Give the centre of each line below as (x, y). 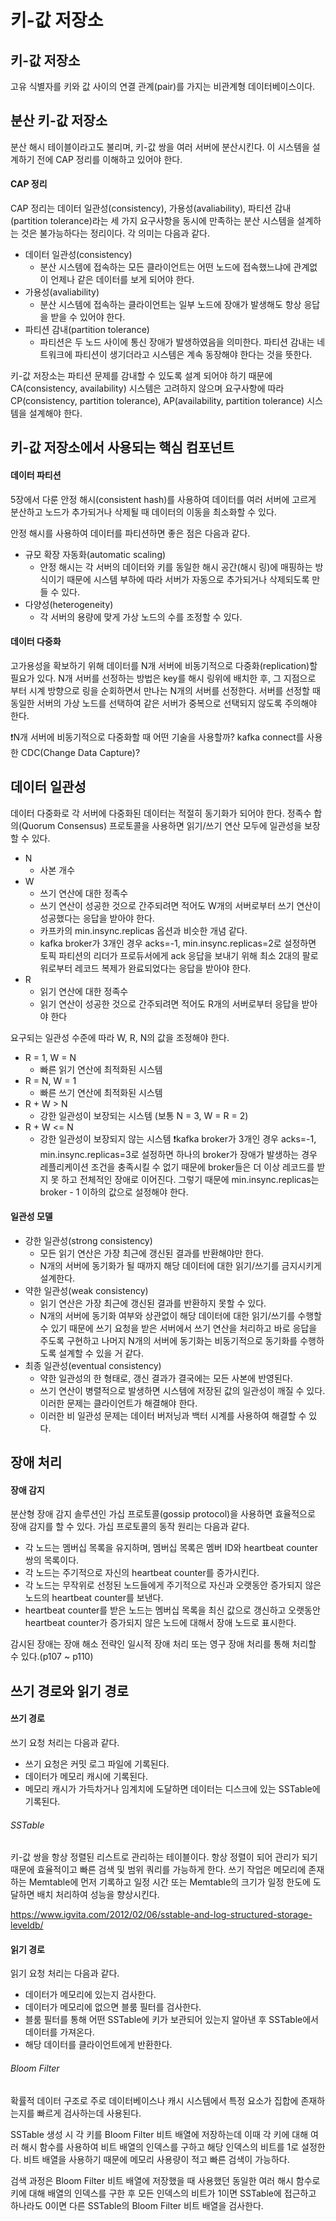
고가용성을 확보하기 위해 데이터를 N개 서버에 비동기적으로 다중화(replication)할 (164, 665)
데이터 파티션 (36, 475)
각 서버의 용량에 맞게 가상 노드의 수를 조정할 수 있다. (141, 617)
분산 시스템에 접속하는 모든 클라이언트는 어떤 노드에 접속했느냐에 (165, 267)
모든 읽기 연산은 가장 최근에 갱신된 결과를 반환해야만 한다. (152, 1253)
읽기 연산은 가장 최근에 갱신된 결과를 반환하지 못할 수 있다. (153, 1303)
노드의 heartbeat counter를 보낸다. (94, 1598)
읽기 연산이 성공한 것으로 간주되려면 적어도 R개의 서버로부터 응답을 (169, 1003)
